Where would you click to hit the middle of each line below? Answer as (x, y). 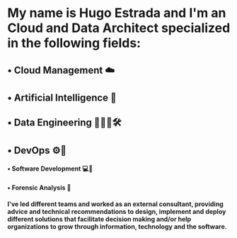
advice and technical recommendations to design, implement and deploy (117, 211)
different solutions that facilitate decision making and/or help (99, 219)
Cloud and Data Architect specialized (119, 28)
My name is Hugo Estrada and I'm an (117, 13)
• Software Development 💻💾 (50, 169)
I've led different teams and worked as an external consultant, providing (116, 204)
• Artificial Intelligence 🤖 (62, 97)
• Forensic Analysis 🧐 (39, 187)
